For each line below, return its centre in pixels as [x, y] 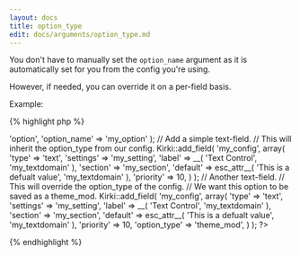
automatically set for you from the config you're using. [110, 69]
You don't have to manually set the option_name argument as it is [128, 60]
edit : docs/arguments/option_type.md [80, 34]
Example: [26, 104]
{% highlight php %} [47, 121]
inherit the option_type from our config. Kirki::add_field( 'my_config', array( [147, 148]
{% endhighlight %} [46, 243]
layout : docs [34, 18]
